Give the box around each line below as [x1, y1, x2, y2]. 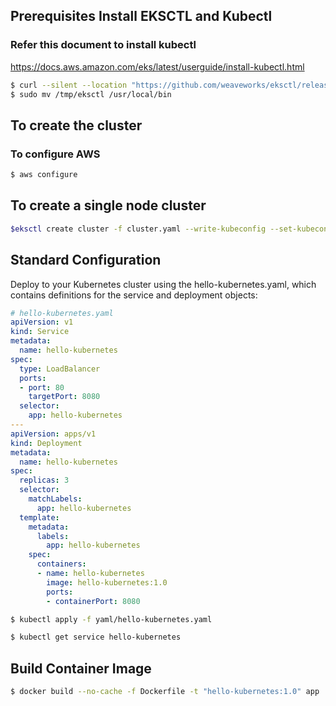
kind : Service [10, 327, 70, 337]
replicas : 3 [19, 475, 70, 486]
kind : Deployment [10, 438, 83, 448]
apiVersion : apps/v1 [10, 429, 97, 439]
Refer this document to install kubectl [10, 38, 197, 52]
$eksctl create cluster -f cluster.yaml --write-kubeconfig [10, 224, 267, 234]
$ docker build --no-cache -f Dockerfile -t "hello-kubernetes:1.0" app [10, 687, 320, 697]
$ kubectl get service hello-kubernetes [10, 632, 182, 643]
